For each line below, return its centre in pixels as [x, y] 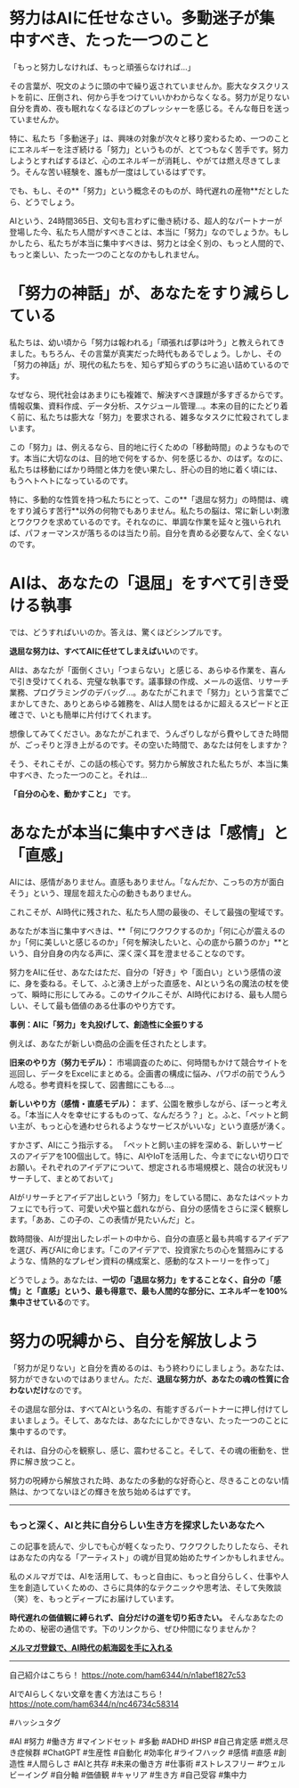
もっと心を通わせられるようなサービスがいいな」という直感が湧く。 [165, 1125]
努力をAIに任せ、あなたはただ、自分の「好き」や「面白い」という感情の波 [145, 972]
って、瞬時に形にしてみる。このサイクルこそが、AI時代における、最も [137, 994]
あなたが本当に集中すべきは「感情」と [149, 833]
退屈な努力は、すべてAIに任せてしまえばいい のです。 [106, 651]
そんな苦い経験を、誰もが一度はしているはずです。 [117, 171]
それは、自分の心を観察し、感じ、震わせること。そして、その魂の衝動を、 [145, 1450]
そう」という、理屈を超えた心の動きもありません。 [103, 893]
